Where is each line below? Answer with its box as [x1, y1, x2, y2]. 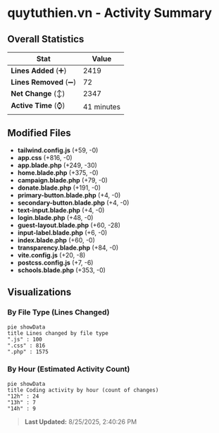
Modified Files [7, 127, 72, 139]
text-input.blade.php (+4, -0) [17, 206, 105, 214]
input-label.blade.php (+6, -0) [17, 228, 108, 237]
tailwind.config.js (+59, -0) [17, 146, 99, 154]
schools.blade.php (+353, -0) [17, 266, 106, 274]
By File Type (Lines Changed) [7, 307, 110, 317]
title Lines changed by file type [7, 329, 109, 336]
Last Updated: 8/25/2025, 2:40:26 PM [24, 417, 137, 426]
